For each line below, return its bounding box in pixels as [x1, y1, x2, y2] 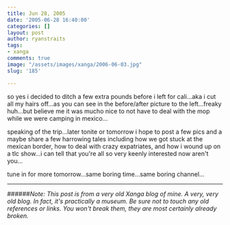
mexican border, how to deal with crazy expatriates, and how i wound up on [7, 142, 221, 150]
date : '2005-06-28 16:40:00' [7, 16, 90, 23]
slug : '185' [7, 67, 41, 74]
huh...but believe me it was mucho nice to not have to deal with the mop [7, 107, 210, 115]
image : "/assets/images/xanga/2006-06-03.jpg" [7, 61, 142, 68]
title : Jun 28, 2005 [7, 10, 66, 17]
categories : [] [7, 23, 51, 29]
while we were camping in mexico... [7, 114, 108, 122]
